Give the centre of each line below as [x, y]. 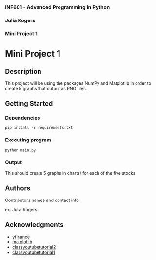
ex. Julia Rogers [21, 209]
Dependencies [23, 118]
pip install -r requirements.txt [39, 128]
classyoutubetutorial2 [34, 247]
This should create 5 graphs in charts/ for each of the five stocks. [71, 173]
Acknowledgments [35, 225]
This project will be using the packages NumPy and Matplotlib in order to [78, 83]
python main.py [20, 150]
